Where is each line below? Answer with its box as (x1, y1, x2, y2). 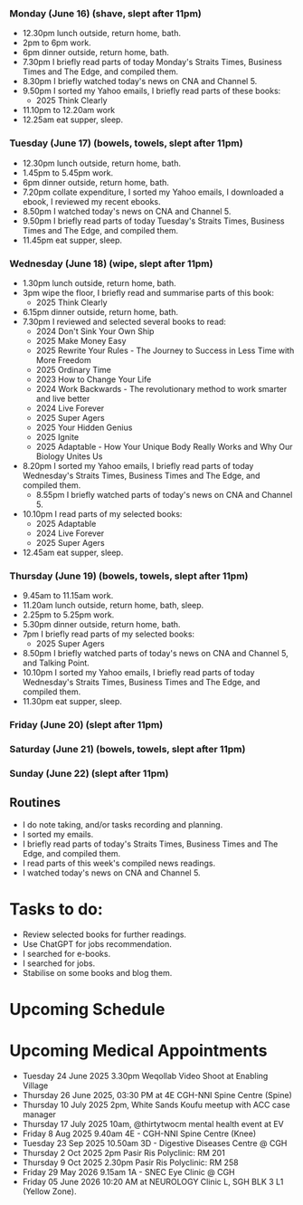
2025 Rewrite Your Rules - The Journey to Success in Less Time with (35, 345, 295, 356)
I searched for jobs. (22, 958, 96, 969)
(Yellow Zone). (22, 1185, 77, 1197)
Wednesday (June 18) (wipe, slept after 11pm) (9, 257, 213, 270)
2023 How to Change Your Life (35, 374, 152, 385)
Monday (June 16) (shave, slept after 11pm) (9, 7, 202, 20)
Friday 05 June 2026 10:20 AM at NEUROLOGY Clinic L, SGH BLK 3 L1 (22, 1176, 284, 1187)
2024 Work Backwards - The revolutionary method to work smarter (35, 383, 288, 394)
